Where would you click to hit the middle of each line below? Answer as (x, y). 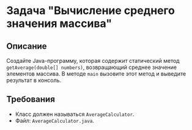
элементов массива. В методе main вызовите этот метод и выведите (96, 74)
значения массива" (59, 23)
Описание (27, 46)
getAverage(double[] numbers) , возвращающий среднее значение (92, 67)
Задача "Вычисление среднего (91, 11)
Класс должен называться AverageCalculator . (75, 114)
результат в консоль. (34, 80)
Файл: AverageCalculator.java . (55, 120)
